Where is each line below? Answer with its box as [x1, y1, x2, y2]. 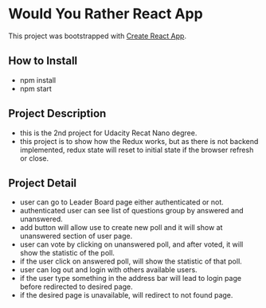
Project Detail [8, 176, 77, 189]
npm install [19, 75, 57, 84]
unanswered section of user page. [19, 232, 133, 241]
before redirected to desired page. [19, 282, 133, 291]
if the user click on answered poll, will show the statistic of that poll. [19, 256, 243, 267]
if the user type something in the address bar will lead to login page [19, 274, 241, 283]
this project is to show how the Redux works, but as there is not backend [19, 136, 259, 146]
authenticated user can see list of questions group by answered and [19, 206, 244, 216]
